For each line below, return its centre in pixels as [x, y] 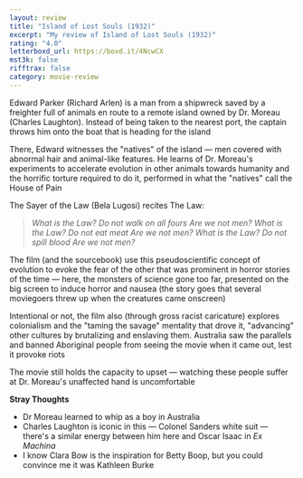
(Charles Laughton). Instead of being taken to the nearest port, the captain [148, 122]
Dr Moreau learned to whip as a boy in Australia [111, 416]
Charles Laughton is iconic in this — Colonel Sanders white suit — [145, 426]
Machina [39, 445]
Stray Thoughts [39, 399]
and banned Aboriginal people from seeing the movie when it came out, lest [151, 345]
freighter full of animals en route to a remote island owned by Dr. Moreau [145, 112]
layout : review [38, 18]
